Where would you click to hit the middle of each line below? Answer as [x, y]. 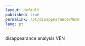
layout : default [22, 10]
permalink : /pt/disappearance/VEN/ [43, 19]
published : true [22, 15]
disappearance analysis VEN [35, 38]
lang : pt [14, 24]
